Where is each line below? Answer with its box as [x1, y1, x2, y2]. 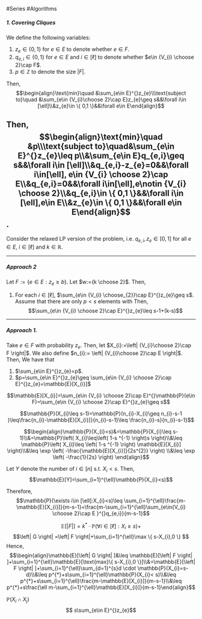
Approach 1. [6, 327, 37, 334]
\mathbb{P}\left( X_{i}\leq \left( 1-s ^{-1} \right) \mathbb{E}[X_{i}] [20, 441, 182, 448]
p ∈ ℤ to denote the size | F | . [14, 68, 86, 75]
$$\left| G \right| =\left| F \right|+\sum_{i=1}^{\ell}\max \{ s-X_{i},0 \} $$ [13, 533, 189, 540]
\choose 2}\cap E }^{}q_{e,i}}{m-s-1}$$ [52, 510, 150, 517]
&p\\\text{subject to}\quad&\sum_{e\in [27, 141, 175, 151]
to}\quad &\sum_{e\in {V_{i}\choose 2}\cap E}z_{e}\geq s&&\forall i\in [16, 95, 186, 103]
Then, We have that [6, 355, 55, 363]
